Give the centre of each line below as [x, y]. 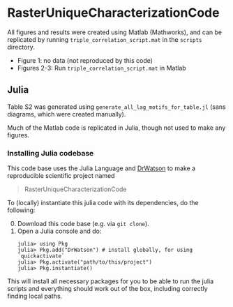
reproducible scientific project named [61, 176]
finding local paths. [35, 296]
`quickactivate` [41, 256]
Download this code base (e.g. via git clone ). [83, 224]
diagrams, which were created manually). [67, 114]
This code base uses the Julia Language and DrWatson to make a [102, 168]
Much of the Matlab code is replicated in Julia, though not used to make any [116, 128]
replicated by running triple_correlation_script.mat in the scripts [105, 39]
